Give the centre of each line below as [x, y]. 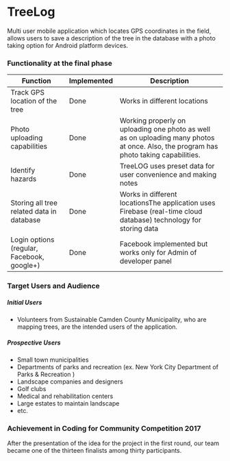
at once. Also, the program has [169, 147]
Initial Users [25, 302]
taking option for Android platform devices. [68, 45]
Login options [33, 240]
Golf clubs [31, 389]
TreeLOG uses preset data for [167, 166]
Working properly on [153, 121]
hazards [24, 179]
